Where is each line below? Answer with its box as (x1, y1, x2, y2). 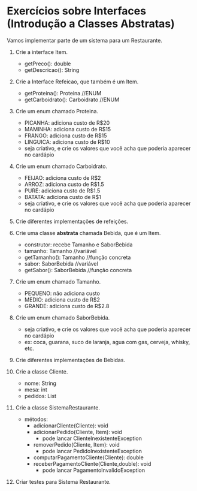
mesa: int (24, 385, 47, 393)
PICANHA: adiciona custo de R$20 (24, 119, 110, 126)
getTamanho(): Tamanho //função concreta (24, 254, 131, 261)
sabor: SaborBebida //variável (24, 260, 98, 267)
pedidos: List (24, 392, 56, 399)
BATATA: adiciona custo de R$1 (24, 193, 101, 200)
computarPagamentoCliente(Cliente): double (33, 454, 144, 461)
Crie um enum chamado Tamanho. (15, 278, 101, 285)
